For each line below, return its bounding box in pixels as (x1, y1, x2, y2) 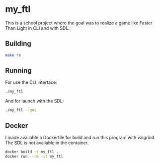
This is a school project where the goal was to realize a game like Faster (5, 20, 153, 26)
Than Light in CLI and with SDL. (5, 25, 70, 31)
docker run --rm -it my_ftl (5, 154, 64, 159)
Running (5, 66, 32, 75)
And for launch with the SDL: (5, 98, 64, 104)
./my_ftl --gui (5, 108, 37, 112)
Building (5, 40, 31, 48)
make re (5, 53, 21, 57)
